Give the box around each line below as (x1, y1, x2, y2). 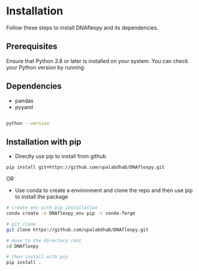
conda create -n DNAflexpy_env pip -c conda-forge (6, 210, 135, 216)
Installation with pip (6, 137, 82, 147)
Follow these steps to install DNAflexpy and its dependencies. (6, 24, 159, 31)
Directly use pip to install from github (14, 153, 107, 160)
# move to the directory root (6, 237, 82, 243)
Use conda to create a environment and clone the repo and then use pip (14, 187, 193, 194)
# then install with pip (6, 254, 68, 260)
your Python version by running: (6, 64, 86, 71)
